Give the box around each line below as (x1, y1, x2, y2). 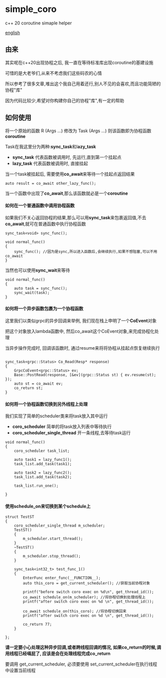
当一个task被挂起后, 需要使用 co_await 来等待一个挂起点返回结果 (5, 171, 135, 177)
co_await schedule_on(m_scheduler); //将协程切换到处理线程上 (23, 595, 146, 600)
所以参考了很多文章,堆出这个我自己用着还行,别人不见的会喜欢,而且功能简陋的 (5, 81, 161, 87)
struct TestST (5, 515, 35, 520)
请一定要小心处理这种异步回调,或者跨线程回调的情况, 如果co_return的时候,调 (5, 644, 161, 651)
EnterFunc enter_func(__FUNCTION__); (23, 575, 101, 581)
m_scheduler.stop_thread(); (23, 554, 81, 559)
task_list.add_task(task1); (14, 462, 72, 467)
